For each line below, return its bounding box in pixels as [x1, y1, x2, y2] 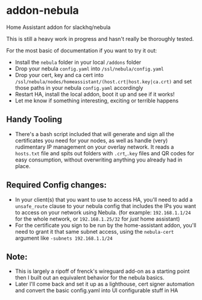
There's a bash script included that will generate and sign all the [14, 130, 175, 137]
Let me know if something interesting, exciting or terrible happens [14, 97, 179, 104]
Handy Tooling [6, 114, 62, 125]
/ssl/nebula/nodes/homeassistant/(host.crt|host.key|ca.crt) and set [14, 78, 192, 85]
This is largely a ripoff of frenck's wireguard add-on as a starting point [14, 267, 190, 275]
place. [14, 162, 31, 169]
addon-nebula [6, 4, 80, 17]
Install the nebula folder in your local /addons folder [14, 58, 142, 66]
